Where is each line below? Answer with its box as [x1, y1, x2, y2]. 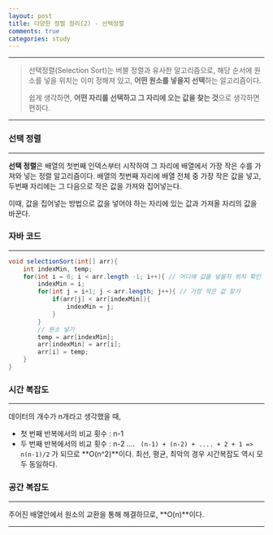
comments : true [8, 27, 60, 35]
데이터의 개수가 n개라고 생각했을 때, [8, 411, 122, 421]
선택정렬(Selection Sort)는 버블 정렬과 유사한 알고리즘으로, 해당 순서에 [28, 66, 253, 76]
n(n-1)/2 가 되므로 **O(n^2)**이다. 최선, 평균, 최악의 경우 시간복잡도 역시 [19, 449, 255, 459]
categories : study [8, 34, 71, 43]
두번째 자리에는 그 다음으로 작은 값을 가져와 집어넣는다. [8, 181, 182, 191]
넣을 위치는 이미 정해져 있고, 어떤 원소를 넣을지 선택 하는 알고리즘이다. [43, 76, 262, 85]
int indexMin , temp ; [23, 265, 93, 273]
